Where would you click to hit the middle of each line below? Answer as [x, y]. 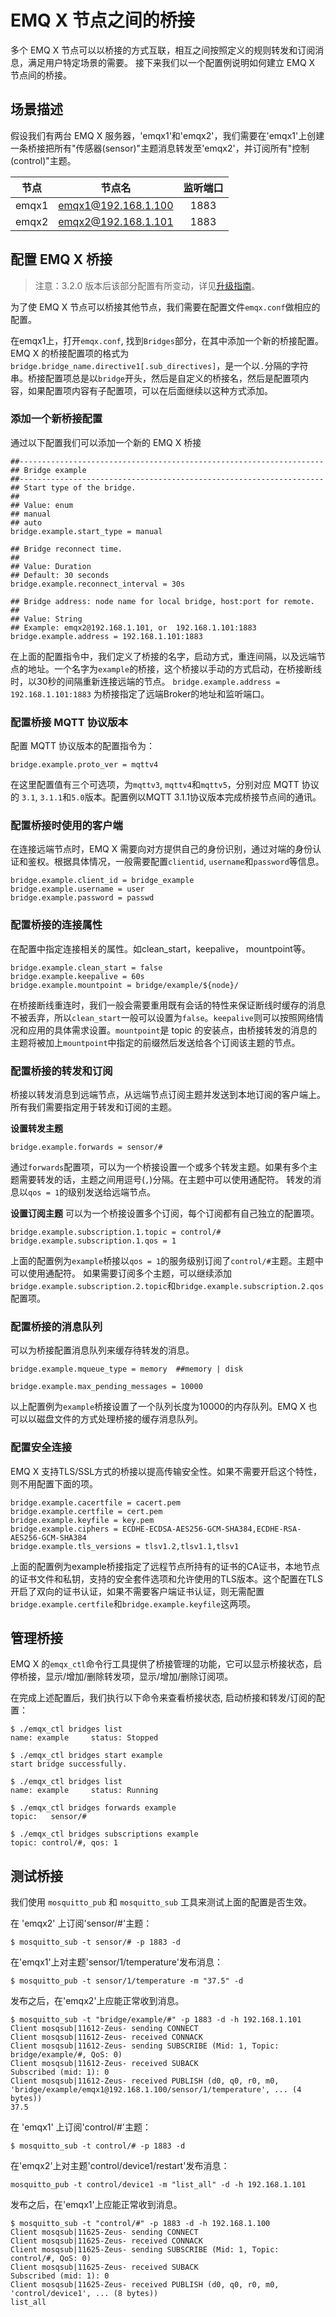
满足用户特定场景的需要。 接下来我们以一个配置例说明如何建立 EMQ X [171, 62]
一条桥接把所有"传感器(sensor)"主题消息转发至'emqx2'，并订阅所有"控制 [160, 148]
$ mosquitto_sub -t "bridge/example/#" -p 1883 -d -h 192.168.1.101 [156, 2020]
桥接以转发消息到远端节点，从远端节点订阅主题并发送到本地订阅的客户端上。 [168, 1095]
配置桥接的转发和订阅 [61, 1071]
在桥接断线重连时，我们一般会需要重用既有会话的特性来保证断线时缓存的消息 [168, 1005]
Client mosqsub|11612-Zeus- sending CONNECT [104, 2029]
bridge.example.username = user [77, 889]
